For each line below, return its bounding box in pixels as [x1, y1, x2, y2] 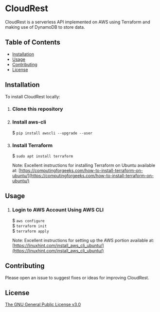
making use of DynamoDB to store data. [5, 24, 85, 30]
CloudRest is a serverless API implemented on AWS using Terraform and [5, 19, 151, 25]
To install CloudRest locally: [5, 93, 60, 100]
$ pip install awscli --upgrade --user [12, 130, 93, 136]
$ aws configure [12, 217, 45, 224]
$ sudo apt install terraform [12, 153, 73, 159]
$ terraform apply [12, 228, 50, 234]
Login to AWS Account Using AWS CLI [12, 207, 104, 213]
